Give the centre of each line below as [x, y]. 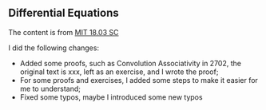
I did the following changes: [54, 48]
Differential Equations [64, 13]
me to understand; [50, 88]
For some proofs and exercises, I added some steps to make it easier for [139, 80]
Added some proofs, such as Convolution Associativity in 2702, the [131, 63]
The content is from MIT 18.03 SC [64, 32]
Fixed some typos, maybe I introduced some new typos [111, 97]
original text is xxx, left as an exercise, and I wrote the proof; [119, 72]
